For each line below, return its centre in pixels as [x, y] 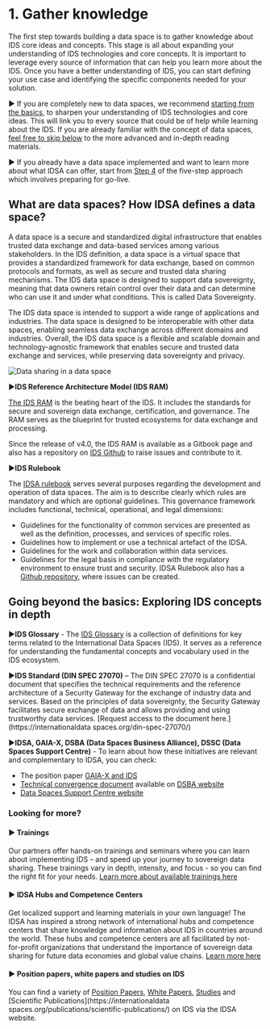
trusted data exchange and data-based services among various [114, 245]
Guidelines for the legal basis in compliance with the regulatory [125, 559]
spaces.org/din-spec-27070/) [142, 727]
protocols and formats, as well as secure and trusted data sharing [117, 271]
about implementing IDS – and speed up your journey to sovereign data [127, 859]
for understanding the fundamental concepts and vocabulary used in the [129, 651]
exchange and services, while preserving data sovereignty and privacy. [127, 355]
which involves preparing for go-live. [69, 179]
